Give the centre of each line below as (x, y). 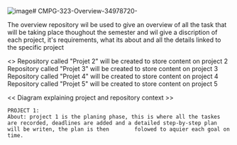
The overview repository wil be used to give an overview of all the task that (117, 25)
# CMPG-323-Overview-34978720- (85, 11)
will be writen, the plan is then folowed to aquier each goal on (119, 129)
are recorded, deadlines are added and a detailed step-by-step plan (112, 123)
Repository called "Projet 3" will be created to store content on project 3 (113, 69)
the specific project (36, 47)
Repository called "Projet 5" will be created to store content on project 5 (112, 84)
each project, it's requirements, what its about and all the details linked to (114, 40)
